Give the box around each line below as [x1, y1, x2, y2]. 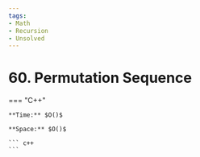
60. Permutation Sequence [8, 69, 192, 87]
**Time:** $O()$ [8, 111, 63, 119]
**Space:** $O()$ [8, 126, 67, 134]
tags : [8, 11, 27, 20]
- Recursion [8, 27, 48, 35]
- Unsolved [8, 34, 45, 43]
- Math [8, 19, 31, 27]
